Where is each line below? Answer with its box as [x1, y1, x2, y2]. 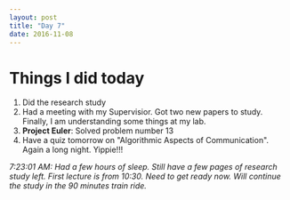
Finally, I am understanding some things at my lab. [21, 116, 206, 127]
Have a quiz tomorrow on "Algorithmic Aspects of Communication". [21, 135, 270, 146]
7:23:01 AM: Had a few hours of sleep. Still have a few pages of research [9, 162, 278, 172]
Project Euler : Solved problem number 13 [21, 125, 174, 136]
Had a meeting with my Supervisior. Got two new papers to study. [21, 107, 263, 117]
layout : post [9, 12, 58, 22]
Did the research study [21, 97, 107, 108]
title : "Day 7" [9, 21, 66, 30]
